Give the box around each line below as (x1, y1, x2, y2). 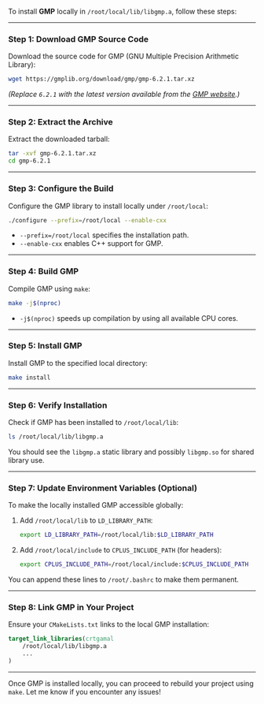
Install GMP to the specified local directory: (8, 358, 148, 367)
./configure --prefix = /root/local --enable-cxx (8, 216, 167, 224)
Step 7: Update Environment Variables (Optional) (8, 482, 198, 494)
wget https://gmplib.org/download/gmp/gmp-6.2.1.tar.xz (8, 75, 195, 84)
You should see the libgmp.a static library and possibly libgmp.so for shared (8, 447, 255, 456)
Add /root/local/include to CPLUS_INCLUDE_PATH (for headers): (19, 546, 222, 555)
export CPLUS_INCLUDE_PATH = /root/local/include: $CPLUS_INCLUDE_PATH (19, 561, 249, 568)
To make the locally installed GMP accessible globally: (8, 501, 184, 510)
